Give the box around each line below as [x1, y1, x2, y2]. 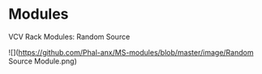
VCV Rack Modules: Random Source [8, 32, 131, 41]
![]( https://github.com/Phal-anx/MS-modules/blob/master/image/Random [8, 47, 254, 57]
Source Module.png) [8, 56, 77, 66]
